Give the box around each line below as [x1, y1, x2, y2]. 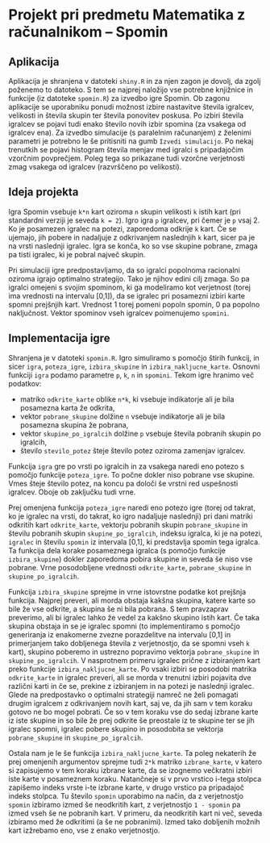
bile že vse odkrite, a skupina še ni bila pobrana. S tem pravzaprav [8, 603, 229, 614]
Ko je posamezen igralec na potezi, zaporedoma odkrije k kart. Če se [8, 223, 237, 233]
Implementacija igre [8, 332, 110, 345]
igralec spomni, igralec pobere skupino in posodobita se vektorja [8, 724, 224, 733]
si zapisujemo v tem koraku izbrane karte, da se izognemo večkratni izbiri [8, 765, 252, 775]
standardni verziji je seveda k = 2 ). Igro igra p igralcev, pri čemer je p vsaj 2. [8, 215, 260, 225]
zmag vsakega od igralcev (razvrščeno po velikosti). [8, 162, 182, 171]
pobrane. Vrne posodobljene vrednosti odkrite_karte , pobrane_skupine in [8, 562, 251, 572]
